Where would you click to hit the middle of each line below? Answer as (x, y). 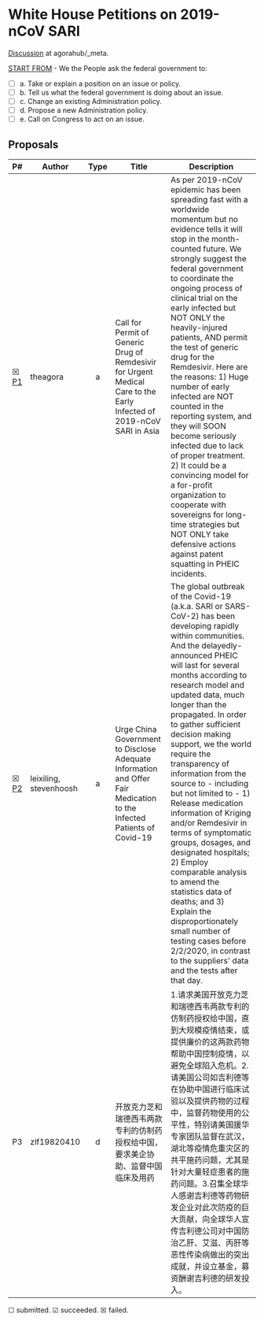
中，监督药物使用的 (206, 1113)
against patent (197, 555)
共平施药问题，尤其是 (210, 1160)
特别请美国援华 (222, 1125)
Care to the (136, 391)
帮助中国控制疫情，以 (210, 1054)
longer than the (198, 705)
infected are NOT (202, 397)
